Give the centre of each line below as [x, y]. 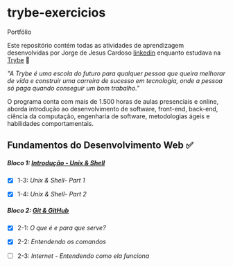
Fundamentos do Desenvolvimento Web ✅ [101, 146]
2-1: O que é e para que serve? [61, 228]
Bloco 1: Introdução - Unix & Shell [56, 163]
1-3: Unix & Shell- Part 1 [51, 181]
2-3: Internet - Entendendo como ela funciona [83, 256]
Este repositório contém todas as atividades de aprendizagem [96, 45]
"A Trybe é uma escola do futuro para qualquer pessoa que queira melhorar [116, 73]
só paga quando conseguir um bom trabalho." [74, 88]
